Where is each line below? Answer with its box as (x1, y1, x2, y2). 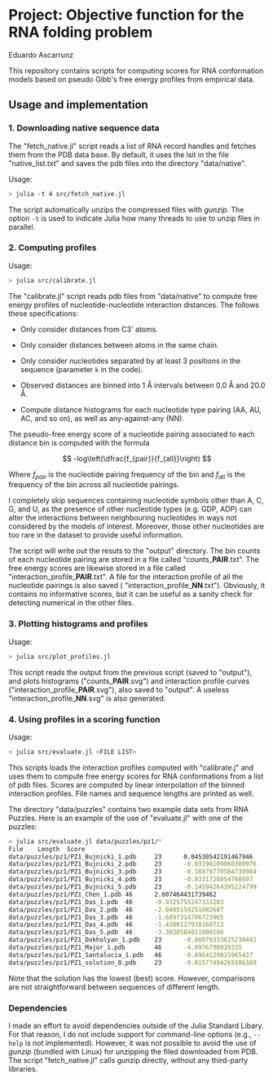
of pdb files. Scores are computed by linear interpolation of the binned (8, 779, 244, 789)
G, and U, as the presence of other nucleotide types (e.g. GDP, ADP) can (8, 504, 253, 514)
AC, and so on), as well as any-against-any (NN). (20, 413, 185, 423)
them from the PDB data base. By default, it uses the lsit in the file (8, 149, 230, 160)
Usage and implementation (8, 98, 148, 112)
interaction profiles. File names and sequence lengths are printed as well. (8, 788, 254, 798)
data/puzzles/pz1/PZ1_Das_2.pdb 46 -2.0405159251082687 (8, 906, 224, 914)
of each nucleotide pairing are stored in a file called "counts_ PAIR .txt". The (8, 555, 259, 564)
